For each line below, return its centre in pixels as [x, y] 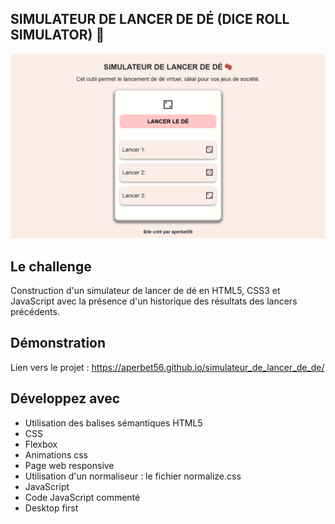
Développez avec [65, 398]
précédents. [35, 311]
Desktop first [51, 508]
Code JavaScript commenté [82, 497]
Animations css [56, 454]
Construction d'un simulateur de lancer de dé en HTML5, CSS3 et [145, 290]
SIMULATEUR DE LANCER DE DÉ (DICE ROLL [150, 19]
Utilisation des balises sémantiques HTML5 [113, 423]
